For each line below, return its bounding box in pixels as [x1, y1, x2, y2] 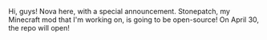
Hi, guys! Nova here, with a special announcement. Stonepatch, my [8, 7, 231, 16]
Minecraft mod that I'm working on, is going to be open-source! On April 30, [8, 15, 259, 24]
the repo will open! [8, 24, 71, 32]
